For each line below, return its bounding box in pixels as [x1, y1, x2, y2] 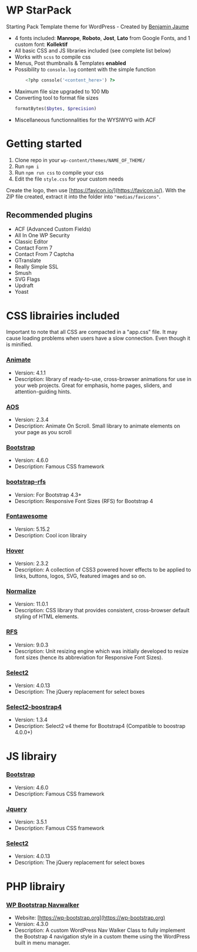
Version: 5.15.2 [14, 526, 50, 533]
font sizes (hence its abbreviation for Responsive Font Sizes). [14, 654, 163, 661]
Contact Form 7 [14, 244, 53, 251]
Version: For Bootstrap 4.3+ [14, 491, 82, 498]
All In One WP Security [14, 232, 70, 239]
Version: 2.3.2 [14, 560, 49, 567]
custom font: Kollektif [14, 41, 68, 48]
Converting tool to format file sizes [14, 94, 99, 101]
